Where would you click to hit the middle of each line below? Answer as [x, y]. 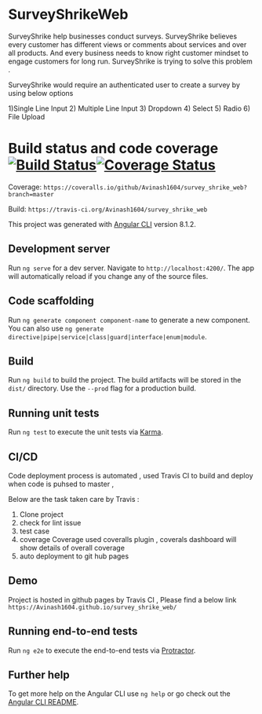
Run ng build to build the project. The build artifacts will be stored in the [125, 380]
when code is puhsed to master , [61, 484]
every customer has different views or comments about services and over [127, 44]
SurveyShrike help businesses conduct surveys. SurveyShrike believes [123, 36]
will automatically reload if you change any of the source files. [108, 276]
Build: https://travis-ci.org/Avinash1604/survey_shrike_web [108, 209]
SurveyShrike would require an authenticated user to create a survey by [124, 85]
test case [34, 531]
